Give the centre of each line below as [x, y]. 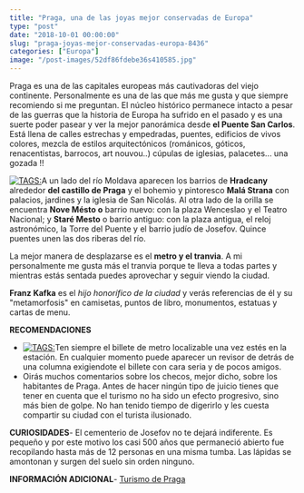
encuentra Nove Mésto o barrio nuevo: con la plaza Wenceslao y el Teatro [148, 209]
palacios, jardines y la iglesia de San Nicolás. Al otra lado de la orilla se [142, 200]
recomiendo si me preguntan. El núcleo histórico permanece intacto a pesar [151, 105]
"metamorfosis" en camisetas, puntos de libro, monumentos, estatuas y [143, 302]
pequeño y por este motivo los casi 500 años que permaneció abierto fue [147, 442]
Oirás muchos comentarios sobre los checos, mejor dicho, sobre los [150, 376]
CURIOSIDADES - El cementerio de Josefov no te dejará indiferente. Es [142, 433]
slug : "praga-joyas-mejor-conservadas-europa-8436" [109, 43]
